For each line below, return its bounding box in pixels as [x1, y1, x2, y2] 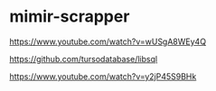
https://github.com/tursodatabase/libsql [9, 53, 158, 64]
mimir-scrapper [9, 6, 130, 27]
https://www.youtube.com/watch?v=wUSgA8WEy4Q [9, 36, 206, 47]
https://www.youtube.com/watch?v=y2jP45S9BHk [9, 70, 197, 82]
